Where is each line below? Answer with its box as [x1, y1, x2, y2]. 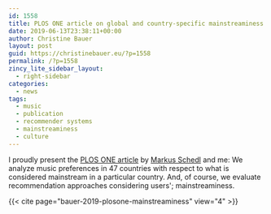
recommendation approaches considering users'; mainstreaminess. [8, 180, 235, 190]
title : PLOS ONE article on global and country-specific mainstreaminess [8, 19, 264, 28]
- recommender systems [15, 118, 93, 126]
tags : [8, 95, 27, 103]
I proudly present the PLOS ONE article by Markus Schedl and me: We [8, 155, 243, 165]
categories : [8, 79, 49, 88]
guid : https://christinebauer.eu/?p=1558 [8, 49, 151, 58]
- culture [15, 132, 49, 140]
